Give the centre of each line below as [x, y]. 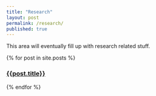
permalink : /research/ [35, 23]
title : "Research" [29, 12]
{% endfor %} [24, 87]
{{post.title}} [26, 74]
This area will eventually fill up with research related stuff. [78, 46]
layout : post [23, 18]
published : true [27, 29]
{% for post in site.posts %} [41, 58]
